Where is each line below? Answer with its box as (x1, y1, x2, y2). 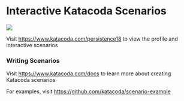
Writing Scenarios (6, 56, 60, 65)
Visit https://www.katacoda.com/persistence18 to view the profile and (6, 35, 178, 42)
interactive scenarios (6, 41, 58, 48)
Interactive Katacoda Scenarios (6, 4, 167, 18)
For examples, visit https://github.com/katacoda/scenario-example (6, 88, 171, 95)
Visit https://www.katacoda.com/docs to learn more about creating (6, 70, 171, 77)
